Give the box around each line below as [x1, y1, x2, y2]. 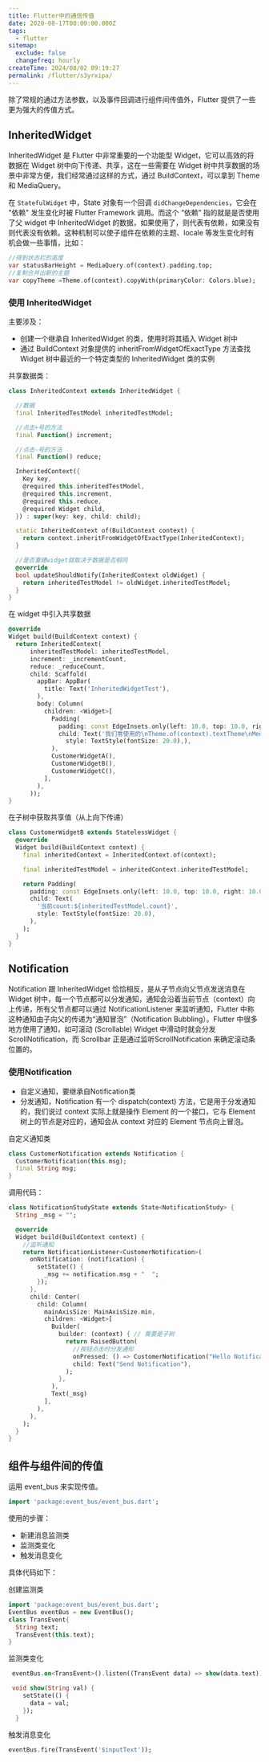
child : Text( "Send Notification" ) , [72, 1359, 192, 1368]
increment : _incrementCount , [29, 655, 127, 663]
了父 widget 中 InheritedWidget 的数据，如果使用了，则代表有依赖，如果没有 [8, 218, 260, 227]
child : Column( [37, 1300, 88, 1308]
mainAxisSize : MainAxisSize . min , [43, 1307, 156, 1316]
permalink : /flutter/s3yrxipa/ [8, 72, 113, 80]
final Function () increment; [15, 431, 113, 439]
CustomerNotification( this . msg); [15, 1157, 127, 1165]
